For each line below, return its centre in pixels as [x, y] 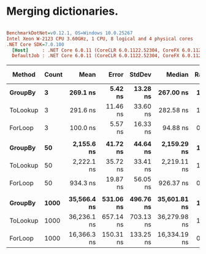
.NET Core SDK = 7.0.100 [35, 44]
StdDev [141, 75]
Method [24, 75]
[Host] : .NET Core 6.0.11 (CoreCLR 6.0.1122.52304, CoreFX [96, 50]
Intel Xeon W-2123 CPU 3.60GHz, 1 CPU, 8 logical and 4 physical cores [100, 39]
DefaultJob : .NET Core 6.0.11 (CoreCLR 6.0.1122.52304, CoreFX [96, 56]
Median [177, 75]
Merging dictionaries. [62, 11]
